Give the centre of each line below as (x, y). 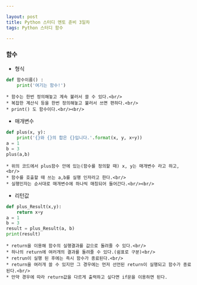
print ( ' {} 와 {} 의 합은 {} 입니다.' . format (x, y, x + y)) (80, 138)
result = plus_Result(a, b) (41, 229)
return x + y (30, 212)
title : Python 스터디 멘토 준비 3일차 (48, 22)
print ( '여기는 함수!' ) (41, 85)
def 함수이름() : (25, 80)
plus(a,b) (18, 154)
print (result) (24, 234)
